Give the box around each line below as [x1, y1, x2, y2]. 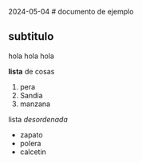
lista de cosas [8, 66, 55, 76]
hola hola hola [8, 51, 54, 61]
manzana [19, 99, 50, 109]
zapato [19, 129, 43, 139]
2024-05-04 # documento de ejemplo [8, 7, 134, 16]
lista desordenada [8, 114, 68, 124]
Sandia [19, 90, 43, 100]
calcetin [19, 147, 46, 157]
